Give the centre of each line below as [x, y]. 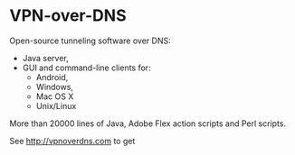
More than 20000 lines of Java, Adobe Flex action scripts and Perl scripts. [148, 123]
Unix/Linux [56, 105]
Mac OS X [55, 96]
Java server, [46, 58]
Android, [52, 77]
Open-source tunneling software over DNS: [90, 41]
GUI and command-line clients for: [86, 68]
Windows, [55, 87]
